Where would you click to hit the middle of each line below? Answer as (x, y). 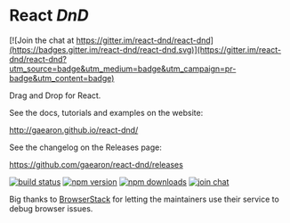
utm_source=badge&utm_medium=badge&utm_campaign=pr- (123, 69)
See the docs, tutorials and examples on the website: (106, 112)
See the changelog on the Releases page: (85, 147)
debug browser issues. (51, 208)
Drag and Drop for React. (55, 95)
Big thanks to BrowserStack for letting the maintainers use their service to (145, 199)
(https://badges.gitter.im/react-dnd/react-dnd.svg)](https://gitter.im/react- (145, 49)
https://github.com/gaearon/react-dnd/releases (97, 164)
